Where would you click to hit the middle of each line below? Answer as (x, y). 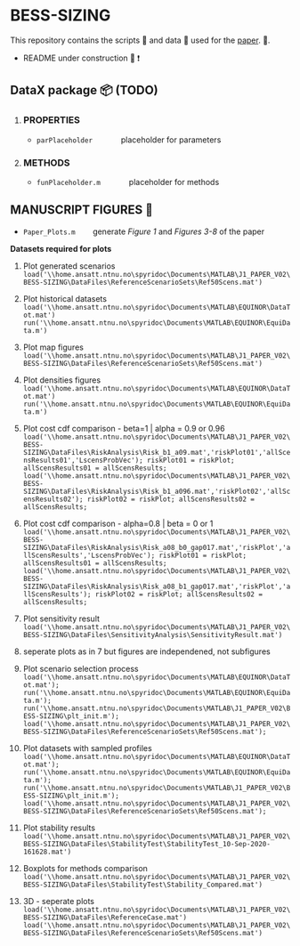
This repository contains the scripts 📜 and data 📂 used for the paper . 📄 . (140, 40)
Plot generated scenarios (69, 266)
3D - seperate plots (59, 901)
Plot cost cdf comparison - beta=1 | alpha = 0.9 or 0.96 (124, 428)
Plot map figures (53, 347)
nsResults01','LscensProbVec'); (83, 460)
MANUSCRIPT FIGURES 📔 (82, 210)
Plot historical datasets (65, 298)
